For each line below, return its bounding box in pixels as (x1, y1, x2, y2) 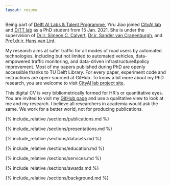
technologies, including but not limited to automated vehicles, (5, 53, 135, 59)
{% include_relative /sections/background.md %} (5, 175, 109, 181)
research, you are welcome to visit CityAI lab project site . (5, 80, 125, 86)
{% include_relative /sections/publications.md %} (5, 115, 110, 122)
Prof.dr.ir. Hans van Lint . (5, 38, 56, 44)
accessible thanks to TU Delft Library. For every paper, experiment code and (5, 69, 166, 75)
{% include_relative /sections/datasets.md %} (5, 135, 102, 141)
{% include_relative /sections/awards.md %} (5, 165, 100, 171)
